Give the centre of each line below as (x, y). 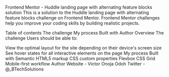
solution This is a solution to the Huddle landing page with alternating (77, 12)
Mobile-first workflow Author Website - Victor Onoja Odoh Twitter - (75, 64)
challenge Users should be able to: (41, 38)
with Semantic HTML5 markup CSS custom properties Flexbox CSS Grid (80, 58)
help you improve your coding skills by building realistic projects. (73, 23)
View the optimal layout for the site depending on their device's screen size (83, 48)
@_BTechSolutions (24, 69)
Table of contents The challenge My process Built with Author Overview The (84, 33)
